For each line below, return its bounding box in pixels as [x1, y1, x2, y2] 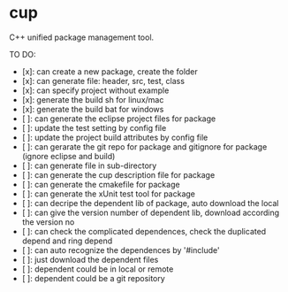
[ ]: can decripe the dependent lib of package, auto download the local [21, 197, 279, 208]
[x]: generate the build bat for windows [21, 104, 164, 114]
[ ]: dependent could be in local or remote [21, 264, 174, 274]
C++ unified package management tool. [9, 32, 155, 42]
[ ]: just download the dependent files [21, 254, 159, 265]
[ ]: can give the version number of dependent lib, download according [21, 207, 280, 218]
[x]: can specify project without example [21, 85, 170, 96]
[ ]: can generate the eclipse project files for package [21, 113, 216, 124]
